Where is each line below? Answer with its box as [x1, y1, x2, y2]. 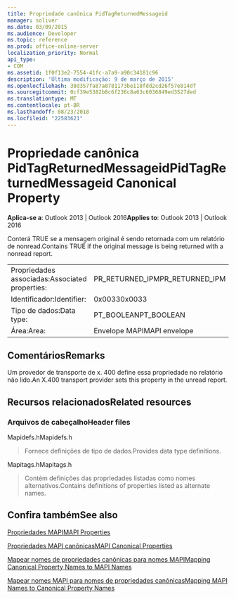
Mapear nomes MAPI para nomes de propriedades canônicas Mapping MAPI [7, 576, 228, 584]
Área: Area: [11, 326, 46, 335]
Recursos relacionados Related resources [7, 396, 192, 408]
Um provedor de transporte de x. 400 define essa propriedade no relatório [7, 368, 223, 377]
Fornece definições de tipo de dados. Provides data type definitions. [24, 447, 221, 456]
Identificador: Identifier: [11, 294, 86, 304]
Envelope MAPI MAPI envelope [93, 326, 194, 335]
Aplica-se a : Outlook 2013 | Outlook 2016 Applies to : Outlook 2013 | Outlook [7, 213, 228, 221]
